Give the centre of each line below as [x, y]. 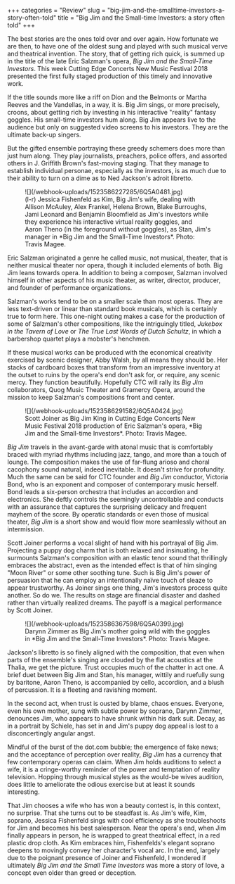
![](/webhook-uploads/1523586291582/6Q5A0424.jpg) [104, 411]
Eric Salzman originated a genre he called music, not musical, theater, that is [117, 258]
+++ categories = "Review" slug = [56, 10]
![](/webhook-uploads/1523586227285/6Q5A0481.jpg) [104, 192]
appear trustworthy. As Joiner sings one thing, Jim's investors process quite [117, 588]
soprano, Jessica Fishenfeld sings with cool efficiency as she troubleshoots [117, 820]
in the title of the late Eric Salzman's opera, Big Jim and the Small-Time [110, 61]
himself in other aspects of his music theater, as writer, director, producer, [114, 280]
